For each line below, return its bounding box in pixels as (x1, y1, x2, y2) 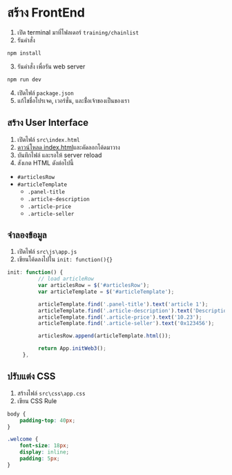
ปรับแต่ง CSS (7, 371, 56, 382)
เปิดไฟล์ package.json (17, 89, 74, 97)
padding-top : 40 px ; (19, 417, 76, 424)
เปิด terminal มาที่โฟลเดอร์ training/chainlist (17, 28, 139, 36)
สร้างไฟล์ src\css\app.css (17, 389, 86, 397)
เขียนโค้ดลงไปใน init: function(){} (17, 255, 113, 263)
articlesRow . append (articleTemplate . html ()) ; (37, 333, 171, 339)
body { (7, 410, 26, 418)
